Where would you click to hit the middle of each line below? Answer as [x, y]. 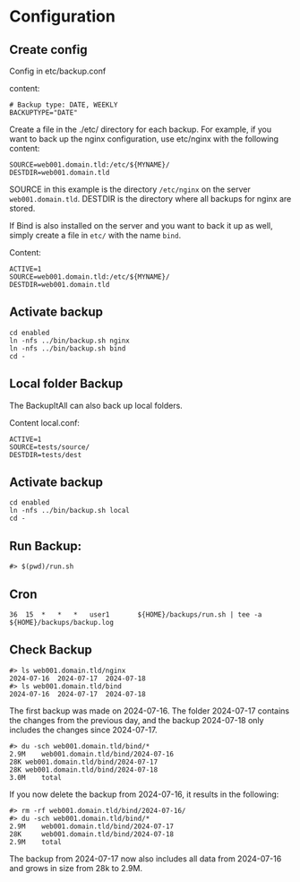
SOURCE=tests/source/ [50, 447]
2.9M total [36, 842]
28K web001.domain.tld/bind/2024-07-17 [84, 762]
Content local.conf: [45, 422]
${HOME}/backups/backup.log [62, 623]
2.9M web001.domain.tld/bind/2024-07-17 [92, 826]
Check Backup [51, 650]
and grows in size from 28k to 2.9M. [76, 868]
